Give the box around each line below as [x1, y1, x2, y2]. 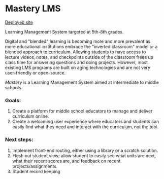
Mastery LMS [5, 3, 61, 14]
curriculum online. [12, 113, 49, 119]
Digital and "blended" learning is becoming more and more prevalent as [5, 38, 151, 44]
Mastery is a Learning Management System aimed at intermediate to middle [5, 79, 159, 85]
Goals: [5, 97, 21, 104]
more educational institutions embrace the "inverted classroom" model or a [5, 43, 158, 49]
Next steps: [5, 136, 33, 143]
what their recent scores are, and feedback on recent [12, 158, 121, 164]
